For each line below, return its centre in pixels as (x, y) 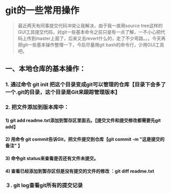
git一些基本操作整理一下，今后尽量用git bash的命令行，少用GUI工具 (93, 44)
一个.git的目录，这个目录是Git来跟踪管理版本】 (63, 92)
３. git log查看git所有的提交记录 (44, 185)
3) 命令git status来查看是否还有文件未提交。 (52, 158)
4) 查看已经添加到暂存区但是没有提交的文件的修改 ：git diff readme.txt (80, 171)
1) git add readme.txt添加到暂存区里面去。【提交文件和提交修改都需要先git (83, 120)
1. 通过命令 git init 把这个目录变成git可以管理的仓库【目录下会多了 (86, 85)
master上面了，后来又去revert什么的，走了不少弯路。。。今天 (98, 38)
